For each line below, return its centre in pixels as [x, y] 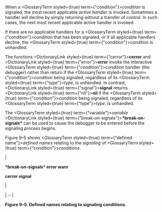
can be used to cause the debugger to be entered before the [84, 123]
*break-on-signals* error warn [37, 167]
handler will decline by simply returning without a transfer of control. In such [81, 17]
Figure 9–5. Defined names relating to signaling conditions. [66, 204]
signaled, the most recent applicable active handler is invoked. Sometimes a [81, 12]
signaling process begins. [31, 128]
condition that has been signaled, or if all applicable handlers [95, 37]
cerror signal [18, 176]
